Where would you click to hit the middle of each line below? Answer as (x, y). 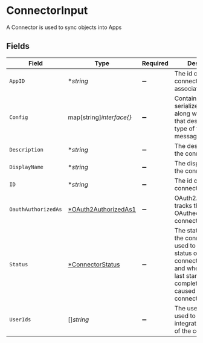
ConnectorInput (47, 11)
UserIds (20, 319)
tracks (183, 205)
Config (19, 117)
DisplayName (27, 167)
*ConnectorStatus (94, 264)
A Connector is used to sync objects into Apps (64, 27)
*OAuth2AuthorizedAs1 (102, 209)
